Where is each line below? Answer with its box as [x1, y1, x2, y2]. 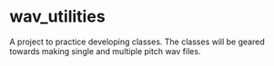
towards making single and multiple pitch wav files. [9, 45, 201, 56]
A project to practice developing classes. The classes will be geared [9, 36, 266, 47]
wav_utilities [9, 6, 107, 27]
